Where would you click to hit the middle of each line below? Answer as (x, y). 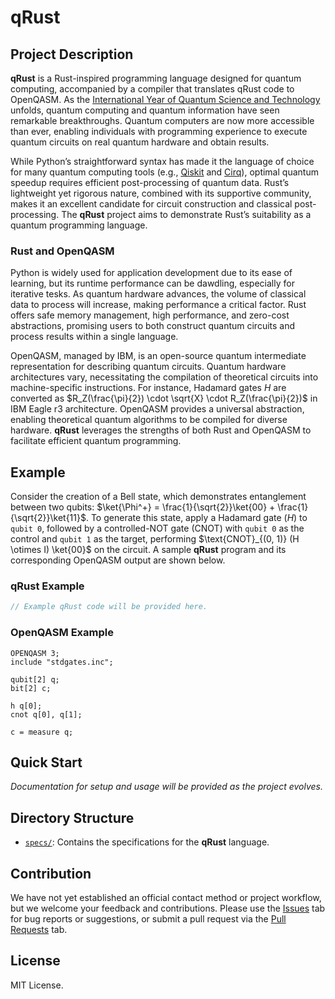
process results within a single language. (94, 337)
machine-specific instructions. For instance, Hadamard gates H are (148, 388)
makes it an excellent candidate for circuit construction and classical (151, 204)
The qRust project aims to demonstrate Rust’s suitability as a (186, 214)
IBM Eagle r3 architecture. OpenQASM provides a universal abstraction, (157, 409)
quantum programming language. (79, 225)
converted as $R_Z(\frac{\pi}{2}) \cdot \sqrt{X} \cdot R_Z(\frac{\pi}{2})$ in (164, 398)
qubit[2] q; (35, 679)
